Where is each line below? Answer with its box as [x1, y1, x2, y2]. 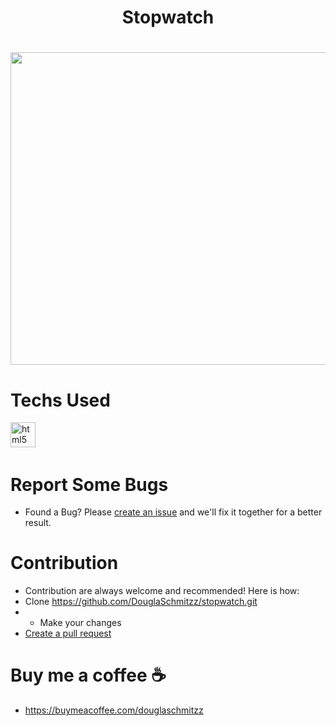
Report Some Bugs [10, 473, 169, 496]
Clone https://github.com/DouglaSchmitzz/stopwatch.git [24, 596, 258, 608]
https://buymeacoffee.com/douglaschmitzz [24, 704, 204, 716]
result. [24, 517, 52, 529]
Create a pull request [24, 627, 112, 640]
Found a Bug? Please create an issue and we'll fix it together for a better [24, 506, 323, 518]
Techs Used [10, 389, 111, 411]
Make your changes [39, 617, 122, 629]
